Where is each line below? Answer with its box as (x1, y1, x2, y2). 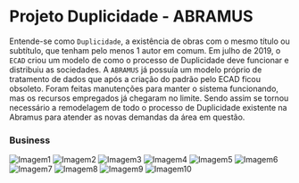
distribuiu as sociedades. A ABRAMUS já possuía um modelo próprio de (9, 64, 262, 75)
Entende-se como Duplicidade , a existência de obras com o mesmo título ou (9, 36, 290, 46)
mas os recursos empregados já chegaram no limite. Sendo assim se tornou (9, 92, 289, 104)
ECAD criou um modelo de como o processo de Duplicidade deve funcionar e (9, 54, 289, 65)
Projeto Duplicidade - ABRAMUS (9, 6, 253, 27)
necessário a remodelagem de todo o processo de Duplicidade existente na (9, 102, 287, 112)
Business (9, 134, 51, 146)
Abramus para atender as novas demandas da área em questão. (9, 112, 245, 122)
